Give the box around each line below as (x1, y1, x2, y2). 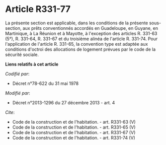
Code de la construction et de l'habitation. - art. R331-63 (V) (12, 119, 136, 125)
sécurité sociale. (5, 51, 39, 58)
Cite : (5, 109, 15, 115)
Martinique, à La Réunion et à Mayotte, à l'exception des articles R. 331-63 (5, 30, 158, 36)
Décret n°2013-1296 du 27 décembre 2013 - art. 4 (12, 99, 115, 105)
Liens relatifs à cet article (5, 61, 59, 67)
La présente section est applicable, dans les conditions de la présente (5, 20, 148, 26)
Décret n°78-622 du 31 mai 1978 (12, 80, 79, 86)
